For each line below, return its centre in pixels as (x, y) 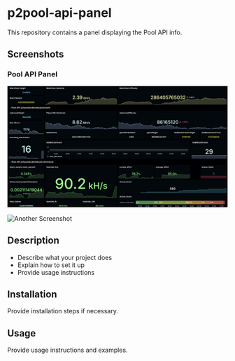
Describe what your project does (65, 257)
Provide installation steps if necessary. (63, 311)
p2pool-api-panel (59, 13)
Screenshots (36, 54)
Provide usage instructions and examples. (67, 350)
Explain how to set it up (51, 265)
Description (33, 241)
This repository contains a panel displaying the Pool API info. (95, 32)
